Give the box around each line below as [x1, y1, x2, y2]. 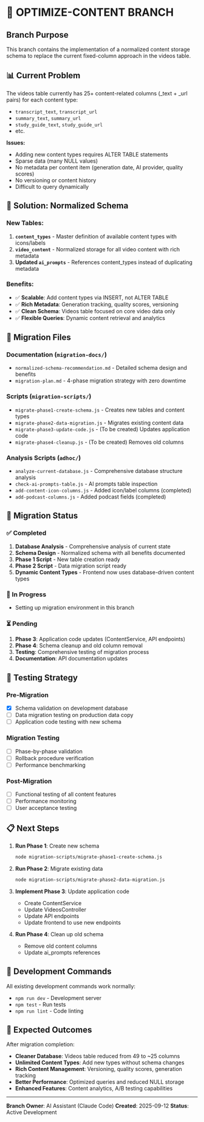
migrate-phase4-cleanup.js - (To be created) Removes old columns [15, 438, 184, 446]
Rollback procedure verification [15, 754, 94, 761]
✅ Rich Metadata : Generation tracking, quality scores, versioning [15, 301, 179, 308]
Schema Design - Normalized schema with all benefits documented [15, 549, 185, 556]
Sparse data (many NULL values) [15, 157, 98, 165]
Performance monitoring [15, 798, 77, 805]
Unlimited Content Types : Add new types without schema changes [15, 1059, 185, 1066]
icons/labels [15, 239, 46, 246]
